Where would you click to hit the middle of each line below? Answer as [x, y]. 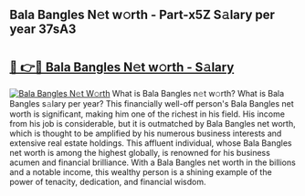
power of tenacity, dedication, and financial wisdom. [108, 182]
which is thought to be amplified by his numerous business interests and [146, 133]
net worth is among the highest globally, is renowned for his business [140, 153]
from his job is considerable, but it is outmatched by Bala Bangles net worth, [152, 124]
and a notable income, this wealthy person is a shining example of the [141, 172]
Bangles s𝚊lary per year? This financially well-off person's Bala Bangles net [152, 103]
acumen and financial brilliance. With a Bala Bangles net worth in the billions [153, 162]
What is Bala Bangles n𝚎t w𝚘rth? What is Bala [198, 93]
